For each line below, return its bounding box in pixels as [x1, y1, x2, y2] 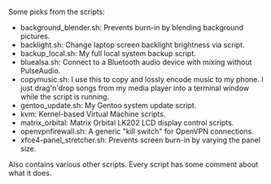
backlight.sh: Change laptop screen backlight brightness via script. [20, 40, 246, 50]
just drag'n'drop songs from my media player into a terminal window [20, 83, 250, 93]
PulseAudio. [20, 66, 61, 76]
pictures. [20, 32, 50, 41]
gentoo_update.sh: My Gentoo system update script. [20, 101, 197, 110]
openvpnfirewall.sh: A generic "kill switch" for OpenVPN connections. [20, 126, 254, 136]
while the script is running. [20, 92, 110, 101]
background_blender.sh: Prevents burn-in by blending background [20, 23, 244, 32]
